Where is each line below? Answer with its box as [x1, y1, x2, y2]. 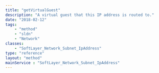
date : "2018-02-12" [5, 17, 47, 22]
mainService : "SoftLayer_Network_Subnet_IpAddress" [5, 60, 120, 65]
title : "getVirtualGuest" [5, 7, 60, 13]
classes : [5, 41, 24, 46]
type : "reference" [5, 50, 44, 56]
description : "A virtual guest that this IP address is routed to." [5, 12, 154, 17]
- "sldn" [14, 31, 33, 36]
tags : [5, 22, 17, 27]
